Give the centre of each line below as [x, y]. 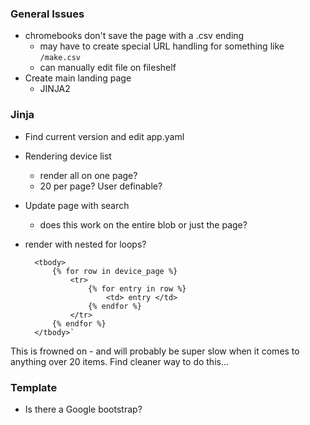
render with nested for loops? [85, 244]
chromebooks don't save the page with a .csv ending [134, 36]
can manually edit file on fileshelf [108, 68]
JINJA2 [55, 89]
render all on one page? [88, 175]
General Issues [47, 14]
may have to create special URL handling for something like [162, 46]
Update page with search [77, 205]
